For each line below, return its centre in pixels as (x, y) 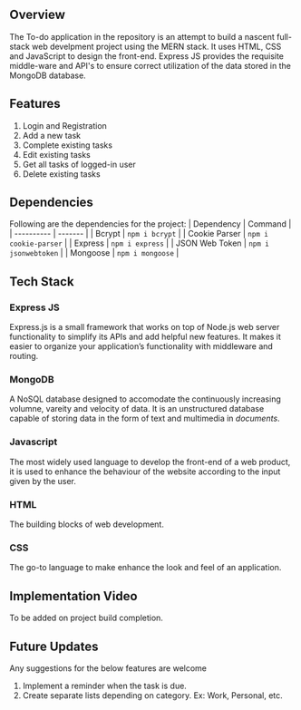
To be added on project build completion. (86, 618)
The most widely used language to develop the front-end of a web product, (150, 462)
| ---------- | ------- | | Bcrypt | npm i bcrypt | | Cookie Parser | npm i (139, 234)
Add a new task (52, 135)
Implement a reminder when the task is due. (105, 686)
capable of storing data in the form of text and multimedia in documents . (145, 418)
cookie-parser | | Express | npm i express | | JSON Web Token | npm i (139, 243)
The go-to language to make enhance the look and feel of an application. (146, 568)
